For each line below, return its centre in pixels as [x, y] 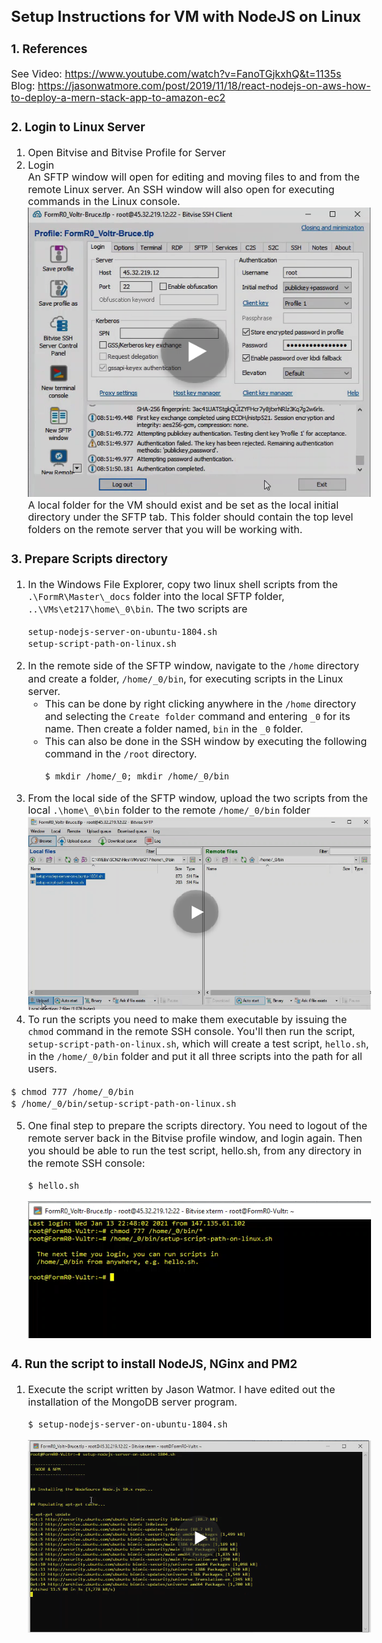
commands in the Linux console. [104, 201]
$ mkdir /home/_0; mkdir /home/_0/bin [137, 776]
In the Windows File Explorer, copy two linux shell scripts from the [182, 584]
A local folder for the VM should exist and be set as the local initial [183, 505]
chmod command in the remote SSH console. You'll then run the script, [191, 1031]
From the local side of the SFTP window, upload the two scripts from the [197, 798]
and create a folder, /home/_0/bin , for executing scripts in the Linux [185, 678]
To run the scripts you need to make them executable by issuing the [187, 1019]
